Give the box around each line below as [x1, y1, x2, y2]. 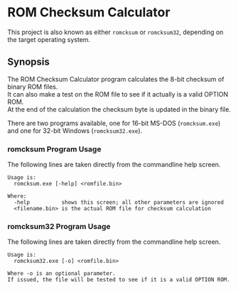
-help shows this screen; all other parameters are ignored [13, 199, 224, 206]
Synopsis [7, 56, 50, 68]
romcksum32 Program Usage [7, 221, 112, 231]
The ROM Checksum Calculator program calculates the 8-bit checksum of [7, 75, 225, 83]
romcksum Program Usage [7, 144, 102, 154]
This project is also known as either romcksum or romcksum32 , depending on [7, 28, 224, 36]
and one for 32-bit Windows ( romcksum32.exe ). [7, 126, 143, 135]
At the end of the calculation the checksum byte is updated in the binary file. [7, 104, 231, 114]
